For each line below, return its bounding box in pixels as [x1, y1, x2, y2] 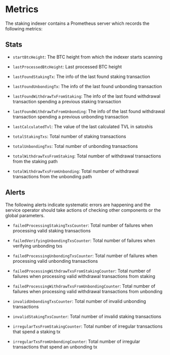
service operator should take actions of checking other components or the [5, 207, 161, 213]
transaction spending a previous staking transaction [12, 98, 121, 104]
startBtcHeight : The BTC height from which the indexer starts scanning [12, 54, 163, 60]
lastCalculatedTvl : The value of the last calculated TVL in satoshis [12, 123, 153, 130]
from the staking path [12, 158, 58, 164]
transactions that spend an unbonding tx [12, 343, 97, 350]
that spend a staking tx [12, 328, 61, 335]
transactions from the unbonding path [12, 173, 92, 179]
